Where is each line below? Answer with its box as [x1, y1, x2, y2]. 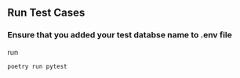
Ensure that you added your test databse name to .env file [7, 30, 233, 41]
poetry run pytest [7, 62, 67, 70]
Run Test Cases [7, 6, 85, 19]
